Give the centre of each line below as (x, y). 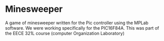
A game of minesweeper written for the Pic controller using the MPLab (77, 23)
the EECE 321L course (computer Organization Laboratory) (65, 33)
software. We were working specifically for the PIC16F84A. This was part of (82, 28)
